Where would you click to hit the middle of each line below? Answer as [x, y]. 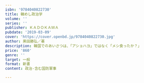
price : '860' [18, 50]
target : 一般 [18, 60]
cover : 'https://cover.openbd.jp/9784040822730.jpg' [60, 37]
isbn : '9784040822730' [28, 10]
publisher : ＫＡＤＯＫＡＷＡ [32, 28]
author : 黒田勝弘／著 [25, 41]
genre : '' [15, 55]
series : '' [16, 23]
